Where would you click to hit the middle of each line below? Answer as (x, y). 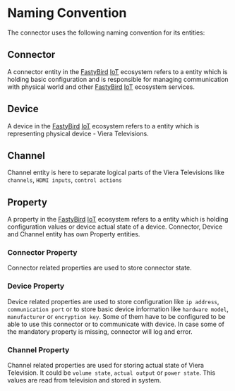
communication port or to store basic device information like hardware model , (118, 309)
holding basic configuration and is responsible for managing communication (118, 79)
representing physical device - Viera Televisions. (78, 133)
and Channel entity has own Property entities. (74, 234)
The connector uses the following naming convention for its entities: (106, 32)
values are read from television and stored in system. (84, 380)
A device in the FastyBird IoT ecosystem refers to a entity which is (103, 126)
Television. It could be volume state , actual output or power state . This (112, 373)
